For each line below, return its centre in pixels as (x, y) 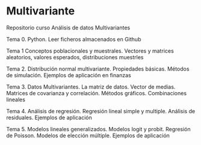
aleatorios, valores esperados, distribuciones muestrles (75, 57)
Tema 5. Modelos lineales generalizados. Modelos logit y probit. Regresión (98, 129)
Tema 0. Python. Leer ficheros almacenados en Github (74, 39)
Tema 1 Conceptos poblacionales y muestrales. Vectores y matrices (90, 51)
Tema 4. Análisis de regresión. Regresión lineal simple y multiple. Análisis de (101, 111)
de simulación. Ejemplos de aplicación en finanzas (69, 75)
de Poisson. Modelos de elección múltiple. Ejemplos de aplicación (88, 135)
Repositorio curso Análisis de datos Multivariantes (68, 28)
